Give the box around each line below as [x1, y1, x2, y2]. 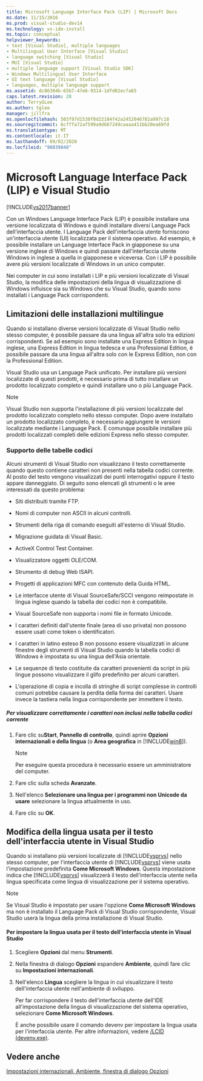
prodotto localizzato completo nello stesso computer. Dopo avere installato [6, 412, 193, 419]
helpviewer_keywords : [6, 37, 61, 43]
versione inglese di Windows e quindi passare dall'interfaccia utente [6, 247, 177, 255]
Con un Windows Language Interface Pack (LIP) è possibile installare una [6, 215, 190, 222]
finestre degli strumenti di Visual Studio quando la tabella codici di [15, 646, 181, 653]
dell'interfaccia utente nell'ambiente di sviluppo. [15, 985, 135, 992]
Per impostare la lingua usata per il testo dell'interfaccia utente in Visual [6, 929, 191, 936]
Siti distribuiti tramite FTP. [15, 497, 80, 505]
